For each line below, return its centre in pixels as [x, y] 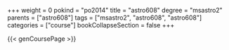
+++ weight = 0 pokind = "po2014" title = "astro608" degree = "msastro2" [115, 10]
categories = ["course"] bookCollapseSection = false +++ [91, 25]
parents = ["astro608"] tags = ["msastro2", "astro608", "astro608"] [105, 18]
